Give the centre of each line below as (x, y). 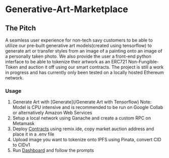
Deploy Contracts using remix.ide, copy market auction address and (83, 129)
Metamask (23, 124)
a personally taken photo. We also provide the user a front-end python (78, 56)
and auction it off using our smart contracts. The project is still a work (92, 67)
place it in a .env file (33, 134)
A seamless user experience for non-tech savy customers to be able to (79, 40)
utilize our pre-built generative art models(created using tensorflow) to (79, 46)
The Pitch (21, 28)
